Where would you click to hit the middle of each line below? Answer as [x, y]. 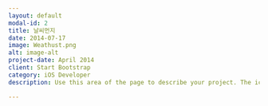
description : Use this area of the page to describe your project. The [130, 82]
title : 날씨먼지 [32, 30]
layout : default [35, 16]
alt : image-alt [33, 53]
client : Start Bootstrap [49, 68]
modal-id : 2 [28, 23]
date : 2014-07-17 [37, 38]
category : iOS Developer [49, 75]
